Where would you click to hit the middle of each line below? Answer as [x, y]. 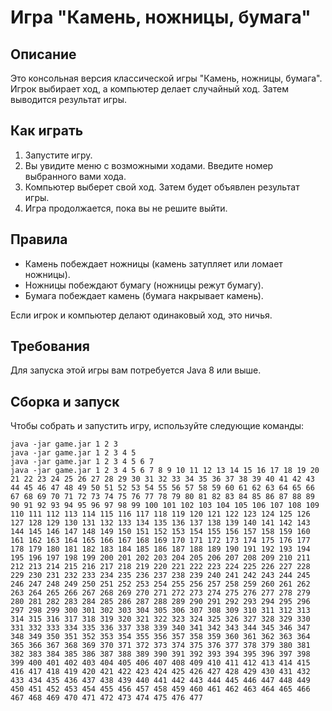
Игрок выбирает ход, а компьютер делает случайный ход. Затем [149, 89]
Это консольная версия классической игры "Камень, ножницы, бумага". [166, 78]
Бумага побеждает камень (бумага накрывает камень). [144, 295]
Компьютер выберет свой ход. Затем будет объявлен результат [162, 187]
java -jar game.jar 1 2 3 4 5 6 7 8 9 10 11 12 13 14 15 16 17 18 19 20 [165, 471]
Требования [50, 346]
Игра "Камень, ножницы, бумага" [161, 17]
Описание [43, 54]
